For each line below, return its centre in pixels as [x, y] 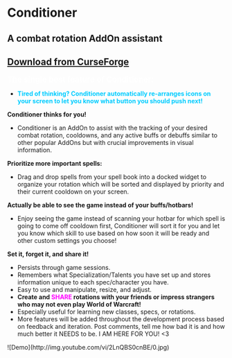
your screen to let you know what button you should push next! [110, 101]
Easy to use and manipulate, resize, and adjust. [84, 290]
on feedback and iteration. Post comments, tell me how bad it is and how [121, 327]
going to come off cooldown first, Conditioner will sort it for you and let [118, 226]
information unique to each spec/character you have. [93, 282]
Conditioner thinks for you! [47, 114]
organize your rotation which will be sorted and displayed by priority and [121, 185]
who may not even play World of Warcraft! [79, 305]
